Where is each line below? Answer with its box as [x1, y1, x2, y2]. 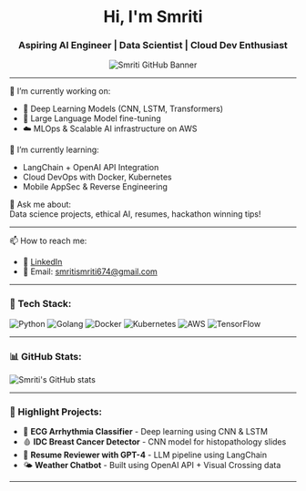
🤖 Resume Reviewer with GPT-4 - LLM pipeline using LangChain [22, 449, 267, 461]
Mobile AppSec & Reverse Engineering [22, 181, 168, 192]
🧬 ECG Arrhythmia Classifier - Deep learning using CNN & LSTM [22, 426, 269, 437]
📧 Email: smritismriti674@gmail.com [22, 266, 158, 277]
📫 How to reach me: [9, 235, 87, 247]
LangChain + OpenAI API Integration [22, 162, 159, 173]
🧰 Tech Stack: [9, 298, 72, 311]
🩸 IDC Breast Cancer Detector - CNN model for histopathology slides [22, 436, 287, 447]
